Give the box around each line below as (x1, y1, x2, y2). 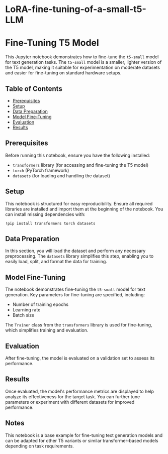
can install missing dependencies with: (5, 211, 86, 217)
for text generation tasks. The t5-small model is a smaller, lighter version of (5, 59, 162, 65)
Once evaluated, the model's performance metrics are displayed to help (5, 388, 154, 394)
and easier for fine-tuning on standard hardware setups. (5, 70, 122, 76)
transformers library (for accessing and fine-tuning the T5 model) (12, 162, 149, 168)
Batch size (12, 312, 34, 318)
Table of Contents (5, 84, 63, 93)
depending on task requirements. (5, 443, 74, 449)
